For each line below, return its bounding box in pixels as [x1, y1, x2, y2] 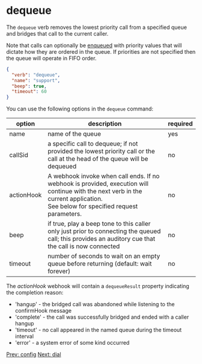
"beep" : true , [11, 83, 47, 89]
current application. [47, 194, 103, 203]
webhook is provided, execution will [47, 179, 149, 188]
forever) [47, 267, 71, 275]
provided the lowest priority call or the [47, 147, 155, 156]
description [88, 120, 122, 128]
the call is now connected [47, 242, 120, 251]
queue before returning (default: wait [47, 260, 152, 268]
